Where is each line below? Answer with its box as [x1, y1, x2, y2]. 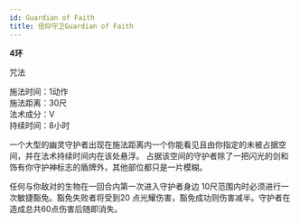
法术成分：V [9, 108, 55, 119]
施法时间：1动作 [9, 86, 69, 97]
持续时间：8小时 [9, 119, 70, 131]
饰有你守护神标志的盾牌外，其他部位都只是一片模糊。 [9, 162, 208, 172]
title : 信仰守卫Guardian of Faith [9, 22, 134, 31]
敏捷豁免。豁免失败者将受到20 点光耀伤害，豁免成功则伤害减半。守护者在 [16, 191, 291, 203]
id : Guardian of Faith [9, 13, 95, 23]
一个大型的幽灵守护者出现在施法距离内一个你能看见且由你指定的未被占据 [9, 139, 278, 150]
